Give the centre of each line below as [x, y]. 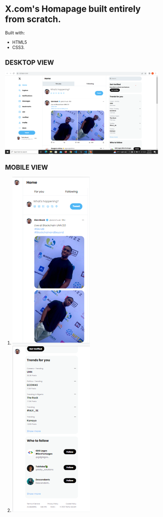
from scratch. [33, 19]
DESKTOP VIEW [30, 62]
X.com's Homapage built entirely [73, 9]
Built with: [15, 33]
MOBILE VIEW [27, 168]
